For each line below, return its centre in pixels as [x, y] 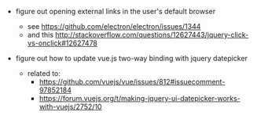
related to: [44, 73]
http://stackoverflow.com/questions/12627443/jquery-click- [152, 35]
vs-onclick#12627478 [62, 43]
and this [40, 35]
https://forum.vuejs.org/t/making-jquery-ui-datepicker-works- [140, 98]
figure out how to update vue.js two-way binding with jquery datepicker [131, 58]
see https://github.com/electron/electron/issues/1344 [114, 26]
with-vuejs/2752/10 [70, 106]
